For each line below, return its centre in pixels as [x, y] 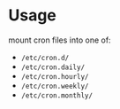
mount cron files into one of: [60, 40]
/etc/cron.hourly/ [55, 76]
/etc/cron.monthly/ [57, 95]
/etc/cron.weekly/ [55, 86]
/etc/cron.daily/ [53, 67]
